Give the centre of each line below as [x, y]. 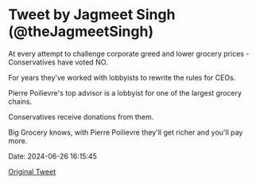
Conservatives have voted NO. [58, 62]
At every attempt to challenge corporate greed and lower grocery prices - [129, 53]
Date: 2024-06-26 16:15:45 [53, 156]
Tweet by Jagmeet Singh [92, 15]
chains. [20, 101]
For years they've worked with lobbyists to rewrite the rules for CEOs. [122, 77]
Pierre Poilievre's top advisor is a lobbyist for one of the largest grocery [125, 92]
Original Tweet [32, 171]
